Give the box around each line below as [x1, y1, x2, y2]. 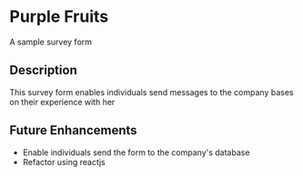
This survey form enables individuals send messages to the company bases [9, 86, 294, 97]
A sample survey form [9, 36, 93, 47]
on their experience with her [9, 96, 116, 107]
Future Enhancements [9, 122, 138, 138]
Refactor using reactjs [22, 156, 106, 167]
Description [9, 63, 77, 78]
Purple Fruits [9, 6, 109, 27]
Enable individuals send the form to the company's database [22, 147, 250, 158]
